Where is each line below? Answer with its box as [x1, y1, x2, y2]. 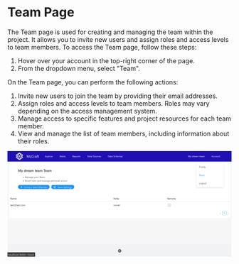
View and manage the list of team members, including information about [17, 129, 230, 138]
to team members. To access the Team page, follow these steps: [7, 43, 197, 51]
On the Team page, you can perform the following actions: [7, 77, 179, 86]
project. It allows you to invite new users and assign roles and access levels [7, 35, 229, 43]
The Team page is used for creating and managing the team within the [7, 28, 213, 36]
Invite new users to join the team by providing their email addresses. [17, 92, 218, 100]
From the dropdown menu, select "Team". [17, 64, 141, 72]
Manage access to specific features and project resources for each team [17, 114, 232, 123]
